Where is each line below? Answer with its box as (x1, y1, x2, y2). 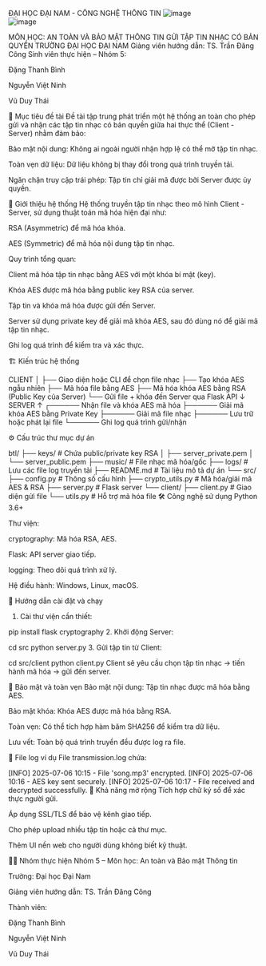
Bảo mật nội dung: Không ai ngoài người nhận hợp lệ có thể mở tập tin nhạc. (8, 144, 258, 153)
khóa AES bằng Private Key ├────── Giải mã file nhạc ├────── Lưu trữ (8, 409, 254, 418)
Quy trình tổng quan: (8, 254, 77, 264)
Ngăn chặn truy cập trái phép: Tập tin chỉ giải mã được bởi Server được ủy (8, 175, 252, 184)
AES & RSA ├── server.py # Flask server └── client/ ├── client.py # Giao (8, 482, 252, 492)
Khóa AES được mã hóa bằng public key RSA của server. (8, 285, 195, 295)
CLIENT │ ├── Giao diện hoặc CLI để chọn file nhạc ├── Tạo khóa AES (8, 375, 245, 384)
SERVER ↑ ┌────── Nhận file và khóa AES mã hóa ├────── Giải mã (8, 400, 244, 409)
